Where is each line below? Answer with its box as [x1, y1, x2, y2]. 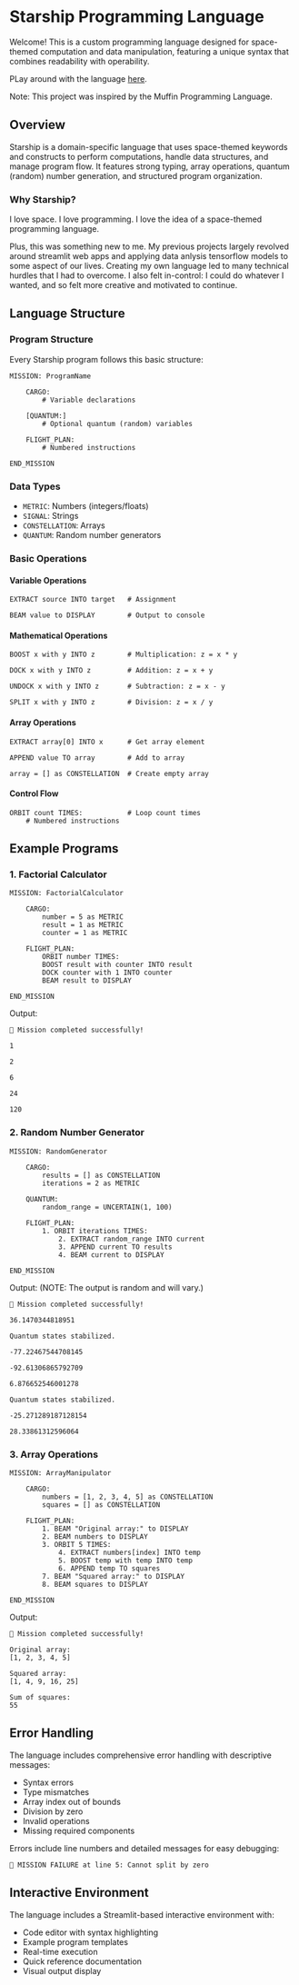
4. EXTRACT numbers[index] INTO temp [57, 1548, 202, 1558]
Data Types [9, 480, 61, 493]
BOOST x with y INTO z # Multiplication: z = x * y [9, 650, 238, 660]
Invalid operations [22, 1815, 90, 1826]
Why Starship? [9, 193, 76, 205]
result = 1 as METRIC [42, 921, 125, 930]
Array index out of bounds [22, 1796, 121, 1807]
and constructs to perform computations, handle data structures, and [9, 151, 269, 162]
